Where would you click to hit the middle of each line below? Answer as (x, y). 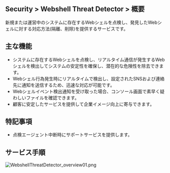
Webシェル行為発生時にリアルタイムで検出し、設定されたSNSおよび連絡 (89, 78)
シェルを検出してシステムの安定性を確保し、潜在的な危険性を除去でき (86, 66)
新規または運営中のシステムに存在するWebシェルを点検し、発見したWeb (81, 22)
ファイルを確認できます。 (53, 98)
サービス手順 (25, 152)
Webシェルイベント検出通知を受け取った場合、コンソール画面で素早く (86, 91)
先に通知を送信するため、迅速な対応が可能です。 (64, 85)
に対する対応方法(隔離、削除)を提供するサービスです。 (71, 28)
